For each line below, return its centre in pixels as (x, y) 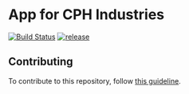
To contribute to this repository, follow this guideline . (94, 80)
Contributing (41, 62)
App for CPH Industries (87, 15)
